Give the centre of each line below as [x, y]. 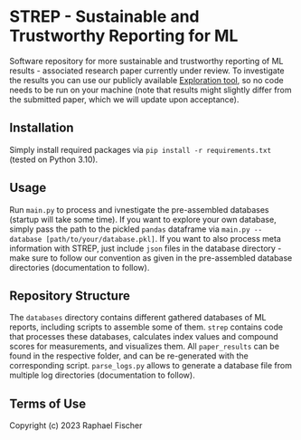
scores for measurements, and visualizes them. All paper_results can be [145, 347]
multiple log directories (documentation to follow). [103, 375]
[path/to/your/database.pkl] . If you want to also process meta [164, 238]
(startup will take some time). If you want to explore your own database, [143, 219]
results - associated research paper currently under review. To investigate [147, 71]
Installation [42, 128]
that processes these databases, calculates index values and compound [144, 337]
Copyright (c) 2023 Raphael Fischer [76, 426]
